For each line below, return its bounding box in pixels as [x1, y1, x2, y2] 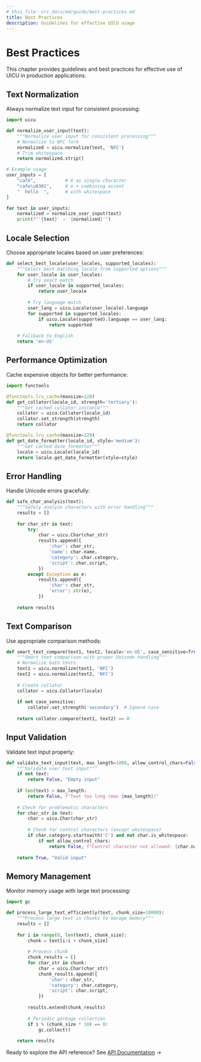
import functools [6, 382, 50, 389]
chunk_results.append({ [38, 971, 98, 977]
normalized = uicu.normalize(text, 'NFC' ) [17, 145, 124, 151]
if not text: [17, 771, 50, 777]
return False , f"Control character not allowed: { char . [48, 844, 191, 850]
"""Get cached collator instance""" [17, 404, 109, 411]
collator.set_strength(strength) [17, 416, 100, 422]
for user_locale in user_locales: [17, 271, 103, 278]
